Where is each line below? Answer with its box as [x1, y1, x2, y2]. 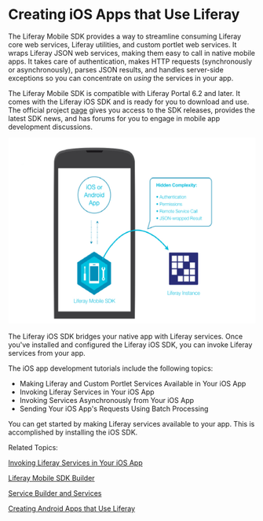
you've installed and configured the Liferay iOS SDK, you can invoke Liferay [8, 340, 253, 349]
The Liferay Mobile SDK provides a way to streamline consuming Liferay [8, 31, 242, 41]
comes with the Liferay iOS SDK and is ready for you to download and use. [8, 97, 250, 106]
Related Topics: [8, 442, 59, 452]
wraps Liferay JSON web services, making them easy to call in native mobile [8, 48, 255, 57]
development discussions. [8, 122, 93, 131]
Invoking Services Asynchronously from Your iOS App [19, 395, 195, 405]
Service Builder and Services [8, 488, 102, 497]
